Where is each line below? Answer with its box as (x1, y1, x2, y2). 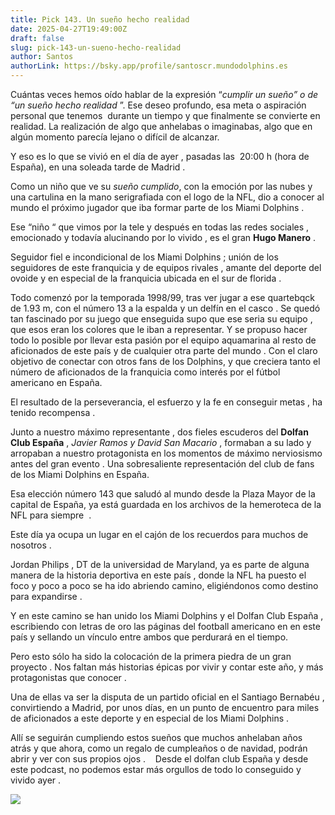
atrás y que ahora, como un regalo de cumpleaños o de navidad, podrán (10, 742, 308, 754)
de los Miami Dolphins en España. (10, 469, 150, 480)
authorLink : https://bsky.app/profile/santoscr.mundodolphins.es (10, 61, 288, 71)
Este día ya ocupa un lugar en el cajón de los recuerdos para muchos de (10, 529, 309, 540)
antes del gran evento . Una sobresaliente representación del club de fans (10, 458, 315, 470)
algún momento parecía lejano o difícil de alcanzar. (10, 131, 220, 143)
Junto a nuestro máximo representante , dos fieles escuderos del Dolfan (10, 426, 309, 438)
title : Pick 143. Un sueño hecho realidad (10, 14, 190, 25)
